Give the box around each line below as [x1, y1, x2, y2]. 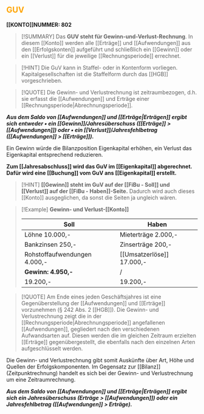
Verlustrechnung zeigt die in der [21, 312, 102, 320]
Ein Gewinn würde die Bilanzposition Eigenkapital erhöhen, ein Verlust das [6, 144, 192, 151]
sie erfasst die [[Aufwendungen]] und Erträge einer [21, 95, 150, 102]
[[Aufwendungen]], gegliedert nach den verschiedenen [21, 325, 160, 333]
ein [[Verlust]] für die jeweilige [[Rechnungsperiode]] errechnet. [21, 52, 181, 60]
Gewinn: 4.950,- [24, 267, 73, 276]
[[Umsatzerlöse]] [120, 250, 169, 258]
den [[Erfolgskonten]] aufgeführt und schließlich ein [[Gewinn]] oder [21, 46, 192, 53]
